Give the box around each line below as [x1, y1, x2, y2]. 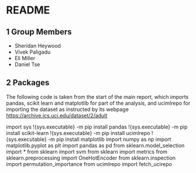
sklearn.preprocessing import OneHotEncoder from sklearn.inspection [6, 154, 176, 161]
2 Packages [6, 78, 50, 88]
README [6, 4, 50, 17]
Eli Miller [14, 55, 36, 61]
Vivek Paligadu [14, 49, 51, 56]
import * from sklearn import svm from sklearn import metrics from [6, 148, 168, 155]
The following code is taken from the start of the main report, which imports [6, 93, 189, 100]
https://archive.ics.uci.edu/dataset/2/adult [6, 112, 108, 119]
